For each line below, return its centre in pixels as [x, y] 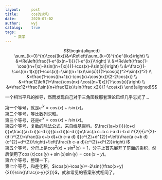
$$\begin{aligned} [82, 50]
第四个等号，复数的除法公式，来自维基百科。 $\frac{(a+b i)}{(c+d [70, 126]
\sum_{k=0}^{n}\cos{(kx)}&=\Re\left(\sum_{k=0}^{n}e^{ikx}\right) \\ [82, 56]
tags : [10, 32]
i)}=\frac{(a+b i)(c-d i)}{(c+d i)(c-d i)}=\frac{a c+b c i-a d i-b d [67, 132]
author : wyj [21, 23]
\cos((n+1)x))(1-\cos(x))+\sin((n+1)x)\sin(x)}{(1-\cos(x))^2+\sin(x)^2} [80, 71]
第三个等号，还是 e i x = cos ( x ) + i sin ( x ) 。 [45, 120]
